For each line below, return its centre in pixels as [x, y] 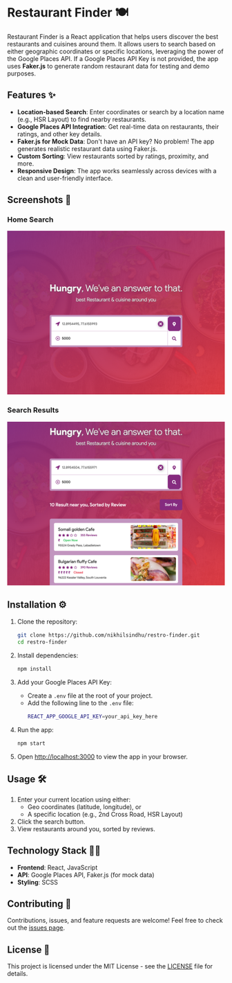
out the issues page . [36, 928]
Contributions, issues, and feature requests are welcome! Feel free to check [115, 921]
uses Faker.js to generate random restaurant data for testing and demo [108, 66]
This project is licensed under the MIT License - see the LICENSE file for [110, 966]
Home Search [30, 220]
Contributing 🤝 [39, 904]
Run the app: [35, 730]
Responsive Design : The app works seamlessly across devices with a [117, 170]
